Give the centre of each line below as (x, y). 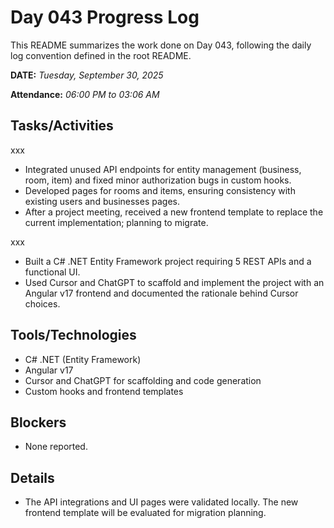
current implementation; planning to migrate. (116, 222)
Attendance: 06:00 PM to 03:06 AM (85, 94)
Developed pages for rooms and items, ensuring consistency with (160, 190)
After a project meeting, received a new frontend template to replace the (174, 212)
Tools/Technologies (73, 335)
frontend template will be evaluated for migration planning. (145, 513)
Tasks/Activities (62, 126)
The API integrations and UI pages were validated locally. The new (161, 502)
